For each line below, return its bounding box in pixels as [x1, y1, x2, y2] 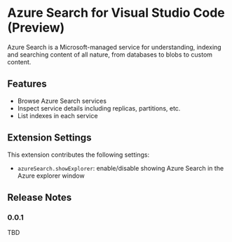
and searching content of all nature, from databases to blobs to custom [7, 50, 212, 59]
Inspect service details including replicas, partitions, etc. [17, 104, 181, 113]
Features [7, 78, 47, 90]
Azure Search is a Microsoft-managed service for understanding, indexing [7, 43, 222, 51]
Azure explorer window [17, 171, 86, 180]
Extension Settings [7, 131, 92, 144]
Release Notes [7, 191, 72, 204]
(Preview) [7, 20, 65, 36]
